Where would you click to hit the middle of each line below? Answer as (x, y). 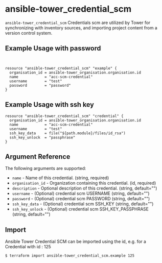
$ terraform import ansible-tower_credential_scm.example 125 (70, 256)
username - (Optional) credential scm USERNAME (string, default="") (81, 193)
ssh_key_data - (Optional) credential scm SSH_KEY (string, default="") (83, 204)
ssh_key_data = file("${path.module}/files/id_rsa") (68, 133)
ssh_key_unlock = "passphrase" (43, 137)
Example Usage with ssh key (50, 105)
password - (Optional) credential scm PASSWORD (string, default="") (81, 199)
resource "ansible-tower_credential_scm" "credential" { (64, 116)
